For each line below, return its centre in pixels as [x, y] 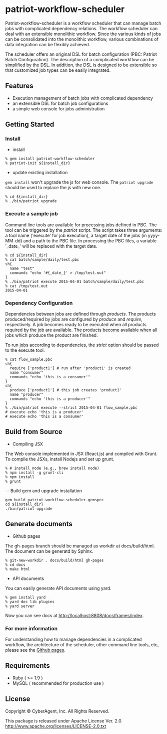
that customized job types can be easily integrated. [58, 70]
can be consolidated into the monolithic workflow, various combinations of [82, 39]
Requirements [27, 666]
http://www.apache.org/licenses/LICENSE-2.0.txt [56, 726]
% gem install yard [25, 597]
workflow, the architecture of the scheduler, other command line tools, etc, [82, 644]
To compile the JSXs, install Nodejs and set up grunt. [60, 459]
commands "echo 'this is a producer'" [50, 399]
